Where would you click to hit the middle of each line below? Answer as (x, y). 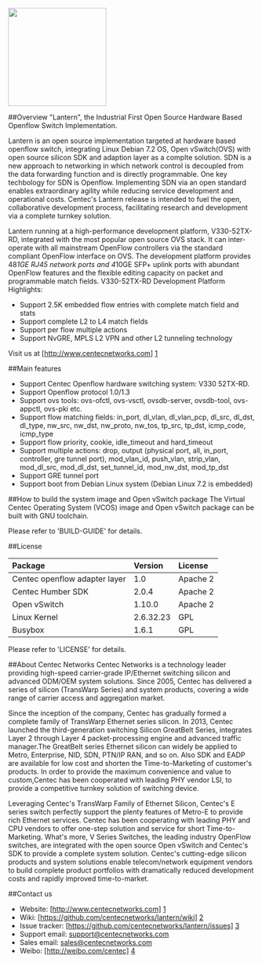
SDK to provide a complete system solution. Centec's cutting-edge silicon (127, 853)
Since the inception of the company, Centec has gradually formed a (117, 713)
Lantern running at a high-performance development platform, (109, 231)
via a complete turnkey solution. (60, 216)
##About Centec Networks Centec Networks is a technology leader (117, 665)
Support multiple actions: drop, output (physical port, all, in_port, (124, 450)
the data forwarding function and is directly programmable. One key (118, 174)
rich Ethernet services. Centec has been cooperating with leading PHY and (129, 820)
